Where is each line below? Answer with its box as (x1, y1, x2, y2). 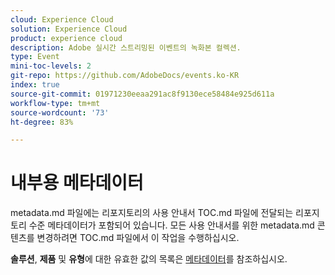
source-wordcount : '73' (10, 107, 110, 118)
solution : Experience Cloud (10, 24, 128, 34)
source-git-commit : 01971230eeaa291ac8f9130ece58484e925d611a (10, 89, 275, 99)
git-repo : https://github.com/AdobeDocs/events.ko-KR (10, 71, 240, 81)
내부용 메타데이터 (10, 172, 144, 195)
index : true (10, 80, 60, 90)
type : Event (10, 52, 60, 62)
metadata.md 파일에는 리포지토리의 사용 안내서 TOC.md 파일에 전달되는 (10, 207, 294, 219)
